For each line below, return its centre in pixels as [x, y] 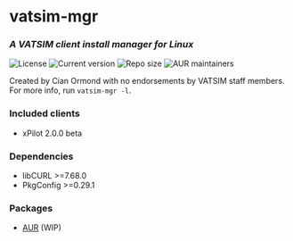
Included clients [45, 113]
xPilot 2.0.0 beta [52, 133]
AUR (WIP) [42, 228]
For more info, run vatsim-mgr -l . [70, 90]
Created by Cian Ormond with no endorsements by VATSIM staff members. [147, 81]
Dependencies [41, 156]
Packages [31, 208]
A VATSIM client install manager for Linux [102, 45]
